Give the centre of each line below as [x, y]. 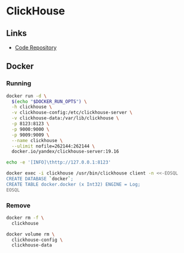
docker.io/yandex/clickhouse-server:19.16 [65, 152]
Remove [19, 205]
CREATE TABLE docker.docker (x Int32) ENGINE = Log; [73, 184]
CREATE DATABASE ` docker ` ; [40, 179]
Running [19, 83]
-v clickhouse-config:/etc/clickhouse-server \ [72, 113]
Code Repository [36, 47]
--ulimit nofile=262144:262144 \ [53, 146]
